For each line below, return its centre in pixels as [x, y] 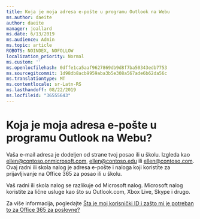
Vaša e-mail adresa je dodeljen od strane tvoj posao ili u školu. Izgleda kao [98, 154]
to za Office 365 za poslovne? [43, 209]
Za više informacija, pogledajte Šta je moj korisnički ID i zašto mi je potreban [100, 203]
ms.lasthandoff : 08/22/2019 [41, 90]
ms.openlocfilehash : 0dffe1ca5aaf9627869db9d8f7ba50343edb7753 [87, 67]
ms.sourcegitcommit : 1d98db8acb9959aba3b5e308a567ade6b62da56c [87, 73]
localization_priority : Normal [45, 56]
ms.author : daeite [29, 17]
